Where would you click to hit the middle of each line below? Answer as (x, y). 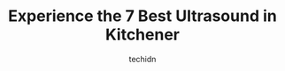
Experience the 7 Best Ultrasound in (142, 16)
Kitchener (142, 35)
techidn (142, 59)
